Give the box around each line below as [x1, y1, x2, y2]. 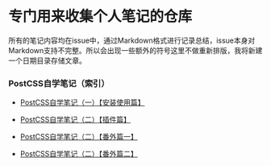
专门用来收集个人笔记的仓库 [8, 7, 193, 26]
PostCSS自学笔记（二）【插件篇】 [19, 114, 131, 125]
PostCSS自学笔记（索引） [8, 77, 110, 89]
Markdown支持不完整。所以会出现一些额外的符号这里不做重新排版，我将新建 [8, 45, 263, 55]
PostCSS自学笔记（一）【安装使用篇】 [19, 98, 145, 107]
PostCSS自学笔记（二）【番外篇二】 [19, 149, 139, 159]
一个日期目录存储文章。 [8, 56, 86, 65]
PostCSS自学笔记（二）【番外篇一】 [19, 132, 139, 142]
